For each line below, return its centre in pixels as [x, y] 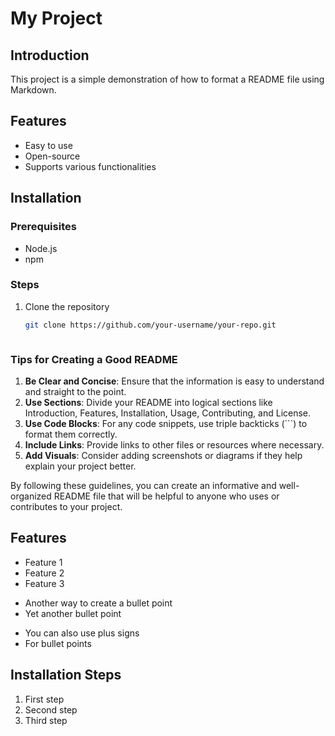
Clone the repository [67, 306]
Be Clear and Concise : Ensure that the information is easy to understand [174, 381]
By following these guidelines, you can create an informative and [143, 485]
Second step [51, 709]
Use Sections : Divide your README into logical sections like [148, 402]
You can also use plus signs [82, 633]
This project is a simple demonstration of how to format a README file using [167, 79]
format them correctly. [71, 434]
